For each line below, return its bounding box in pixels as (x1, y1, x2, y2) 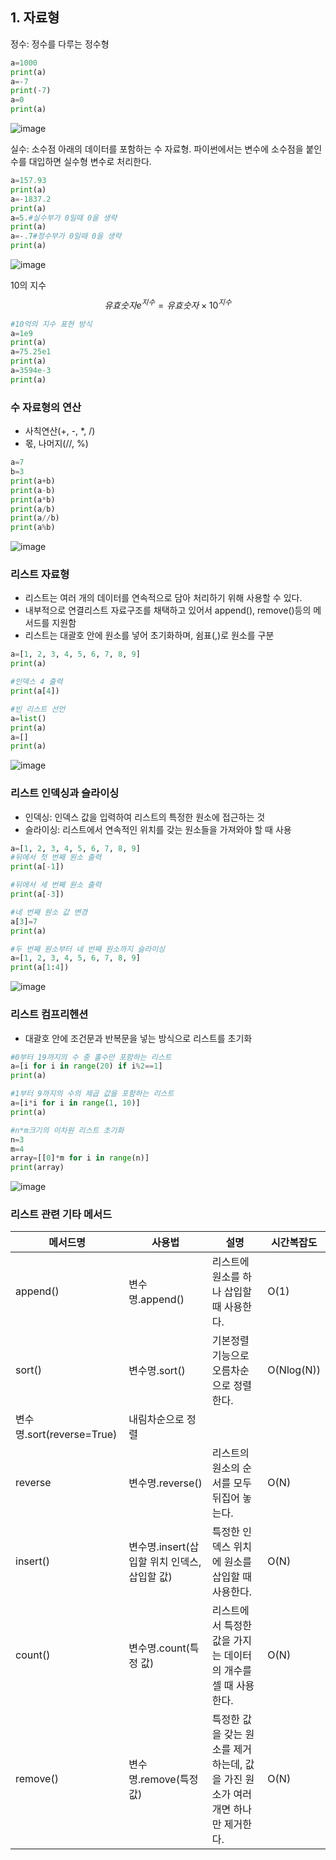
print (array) (10, 1163, 65, 1173)
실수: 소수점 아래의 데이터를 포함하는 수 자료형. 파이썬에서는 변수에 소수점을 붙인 (10, 143, 323, 155)
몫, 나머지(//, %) (24, 438, 89, 450)
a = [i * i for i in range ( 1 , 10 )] (10, 1098, 141, 1108)
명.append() (128, 1293, 185, 1307)
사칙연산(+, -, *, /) (24, 425, 96, 437)
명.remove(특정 (128, 1773, 199, 1787)
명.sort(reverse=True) (15, 1428, 118, 1442)
